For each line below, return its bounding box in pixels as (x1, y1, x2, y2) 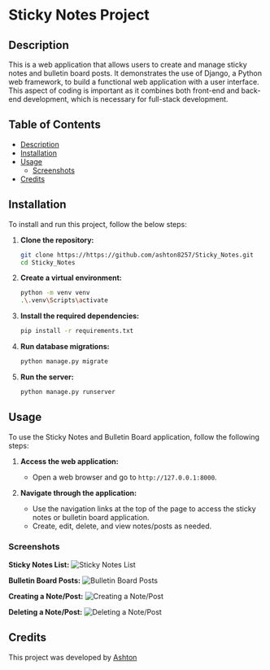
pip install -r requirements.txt (20, 327, 134, 335)
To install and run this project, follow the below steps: (8, 219, 187, 229)
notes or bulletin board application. (32, 512, 150, 522)
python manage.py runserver (20, 388, 115, 396)
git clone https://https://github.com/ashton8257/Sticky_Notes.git (20, 251, 254, 259)
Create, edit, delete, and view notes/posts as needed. (32, 521, 212, 531)
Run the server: (20, 372, 75, 382)
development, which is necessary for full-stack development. (23, 94, 229, 103)
